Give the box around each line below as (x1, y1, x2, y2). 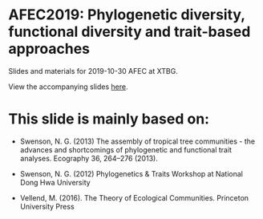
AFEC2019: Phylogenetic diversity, (8, 6, 246, 24)
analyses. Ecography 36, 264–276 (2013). (19, 153, 158, 163)
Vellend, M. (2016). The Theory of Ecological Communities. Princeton (19, 193, 249, 202)
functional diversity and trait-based (8, 22, 251, 41)
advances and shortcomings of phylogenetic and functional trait (19, 144, 233, 154)
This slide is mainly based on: (8, 110, 210, 128)
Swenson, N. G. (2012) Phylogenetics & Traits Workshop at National (19, 168, 243, 178)
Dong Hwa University (19, 177, 91, 187)
